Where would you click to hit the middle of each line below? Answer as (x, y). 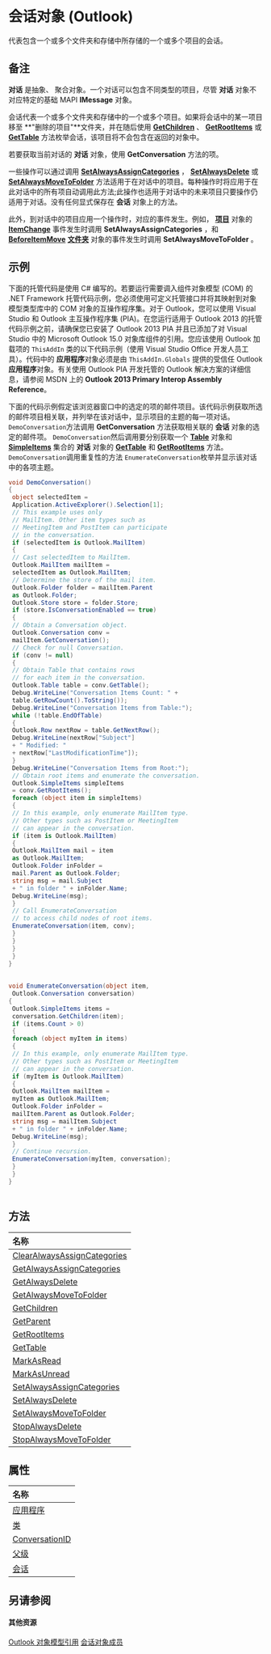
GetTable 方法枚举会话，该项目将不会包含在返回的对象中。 (106, 137)
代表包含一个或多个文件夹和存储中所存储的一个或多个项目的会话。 (118, 40)
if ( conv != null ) (43, 655)
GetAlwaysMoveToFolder (60, 1295)
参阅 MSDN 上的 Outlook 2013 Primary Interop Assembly (126, 379)
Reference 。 (29, 389)
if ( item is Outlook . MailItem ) (64, 835)
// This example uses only (57, 513)
